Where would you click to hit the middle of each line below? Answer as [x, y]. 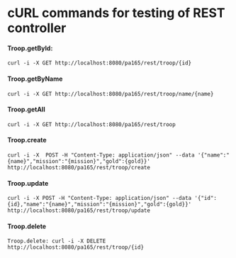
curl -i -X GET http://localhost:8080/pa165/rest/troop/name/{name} [111, 94]
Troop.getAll [26, 110]
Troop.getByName [35, 79]
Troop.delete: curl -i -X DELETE [57, 241]
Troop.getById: [30, 48]
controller [37, 28]
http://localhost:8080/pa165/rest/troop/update [79, 211]
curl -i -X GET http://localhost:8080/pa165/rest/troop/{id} [100, 63]
